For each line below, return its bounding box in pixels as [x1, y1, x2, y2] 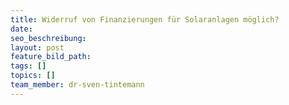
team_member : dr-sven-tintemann [10, 80, 145, 90]
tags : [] [10, 61, 47, 71]
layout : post [10, 42, 65, 53]
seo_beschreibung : [10, 33, 87, 43]
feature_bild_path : [10, 52, 92, 62]
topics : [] [10, 71, 56, 81]
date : [10, 24, 33, 34]
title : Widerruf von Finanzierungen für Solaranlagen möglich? [10, 14, 280, 25]
